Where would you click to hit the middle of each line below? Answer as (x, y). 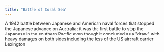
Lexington (15, 44)
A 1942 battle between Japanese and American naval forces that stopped (80, 23)
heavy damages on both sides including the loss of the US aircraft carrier (79, 39)
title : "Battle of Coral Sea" (36, 9)
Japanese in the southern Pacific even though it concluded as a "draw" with (82, 34)
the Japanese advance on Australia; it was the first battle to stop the (74, 28)
